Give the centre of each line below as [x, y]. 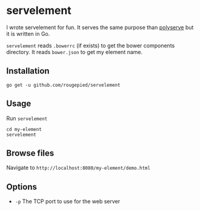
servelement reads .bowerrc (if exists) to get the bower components [91, 45]
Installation [28, 71]
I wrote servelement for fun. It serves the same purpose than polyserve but [100, 27]
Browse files [30, 153]
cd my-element [24, 129]
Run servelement [27, 118]
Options [22, 186]
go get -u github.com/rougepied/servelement [63, 85]
